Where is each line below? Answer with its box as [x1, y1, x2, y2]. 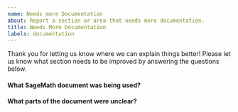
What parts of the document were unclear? [7, 97, 137, 106]
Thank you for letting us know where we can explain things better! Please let [7, 50, 231, 58]
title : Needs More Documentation [7, 23, 107, 30]
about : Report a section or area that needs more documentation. [7, 17, 205, 24]
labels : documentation [7, 30, 75, 38]
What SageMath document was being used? [7, 81, 141, 89]
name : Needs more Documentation [7, 10, 103, 18]
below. [7, 65, 27, 73]
